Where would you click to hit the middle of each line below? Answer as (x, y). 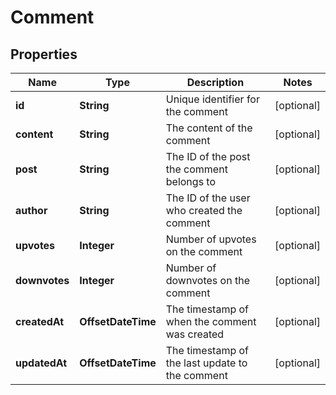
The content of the (209, 128)
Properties (44, 54)
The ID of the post (208, 156)
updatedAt (41, 363)
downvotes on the (207, 280)
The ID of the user (208, 198)
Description (215, 82)
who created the (204, 210)
